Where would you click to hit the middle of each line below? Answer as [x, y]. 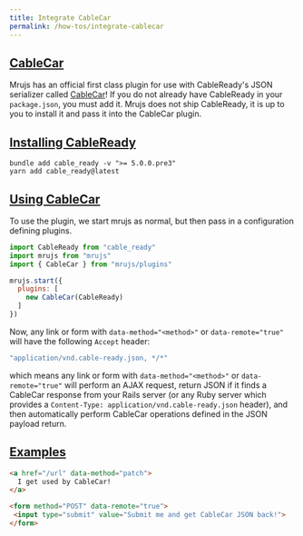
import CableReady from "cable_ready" [83, 247]
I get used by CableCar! [64, 481]
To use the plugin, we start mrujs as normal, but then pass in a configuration [152, 221]
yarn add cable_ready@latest [64, 172]
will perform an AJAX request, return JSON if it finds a [166, 385]
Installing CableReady [73, 142]
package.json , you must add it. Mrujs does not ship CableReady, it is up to [147, 104]
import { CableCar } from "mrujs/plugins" [91, 264]
